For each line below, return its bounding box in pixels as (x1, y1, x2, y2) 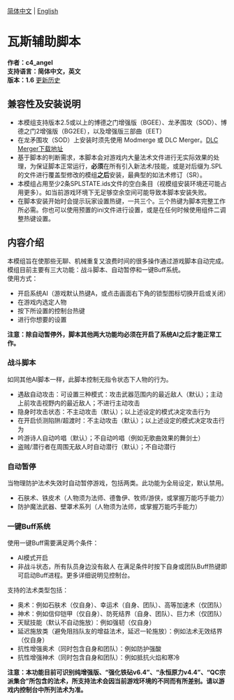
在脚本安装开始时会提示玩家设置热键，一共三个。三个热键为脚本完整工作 (17, 197, 226, 205)
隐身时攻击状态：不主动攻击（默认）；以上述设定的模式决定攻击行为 (17, 407, 211, 415)
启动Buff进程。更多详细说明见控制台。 (23, 571, 134, 580)
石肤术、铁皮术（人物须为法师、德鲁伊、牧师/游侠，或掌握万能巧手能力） (17, 494, 228, 502)
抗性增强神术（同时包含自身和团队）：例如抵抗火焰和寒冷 (17, 653, 180, 662)
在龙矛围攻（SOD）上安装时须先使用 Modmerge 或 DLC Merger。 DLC (17, 136, 219, 144)
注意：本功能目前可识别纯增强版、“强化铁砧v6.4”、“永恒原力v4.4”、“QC (7, 668, 220, 677)
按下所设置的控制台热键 (17, 306, 85, 315)
